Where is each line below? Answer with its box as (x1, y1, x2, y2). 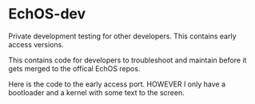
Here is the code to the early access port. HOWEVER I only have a (8, 79, 226, 89)
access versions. (8, 39, 64, 49)
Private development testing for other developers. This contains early (8, 31, 237, 41)
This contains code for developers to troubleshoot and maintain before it (8, 55, 247, 65)
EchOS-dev (8, 5, 86, 23)
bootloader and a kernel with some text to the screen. (8, 87, 185, 97)
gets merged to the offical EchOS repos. (8, 63, 141, 73)
